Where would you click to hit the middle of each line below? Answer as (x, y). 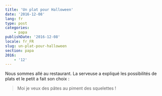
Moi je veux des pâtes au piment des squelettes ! (67, 88)
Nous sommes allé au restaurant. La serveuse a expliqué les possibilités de (81, 73)
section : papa (20, 50)
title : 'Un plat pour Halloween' (39, 10)
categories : (17, 28)
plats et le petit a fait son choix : (37, 79)
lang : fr (14, 19)
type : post (16, 23)
